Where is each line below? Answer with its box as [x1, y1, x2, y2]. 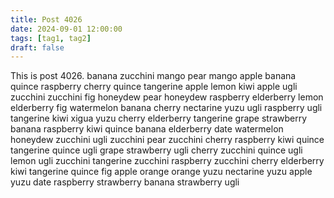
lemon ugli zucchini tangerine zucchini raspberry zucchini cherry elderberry [10, 155, 325, 167]
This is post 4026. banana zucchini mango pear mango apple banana [10, 70, 297, 82]
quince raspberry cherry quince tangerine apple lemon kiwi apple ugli [10, 81, 298, 93]
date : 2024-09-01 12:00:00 [10, 24, 123, 34]
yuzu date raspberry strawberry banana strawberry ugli [10, 176, 240, 188]
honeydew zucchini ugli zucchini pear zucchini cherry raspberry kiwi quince [10, 134, 325, 146]
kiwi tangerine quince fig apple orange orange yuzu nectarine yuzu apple [10, 166, 313, 178]
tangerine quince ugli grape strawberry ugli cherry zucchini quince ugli [10, 144, 303, 156]
